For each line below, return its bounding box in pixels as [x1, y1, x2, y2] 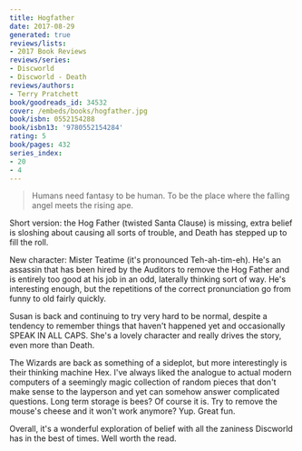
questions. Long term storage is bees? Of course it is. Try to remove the [9, 396, 278, 407]
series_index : [9, 148, 63, 157]
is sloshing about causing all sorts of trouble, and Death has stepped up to [9, 227, 287, 238]
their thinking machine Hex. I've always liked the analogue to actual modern [9, 367, 292, 378]
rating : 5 [9, 132, 47, 141]
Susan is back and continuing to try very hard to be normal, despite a [9, 311, 268, 322]
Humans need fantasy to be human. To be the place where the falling [31, 190, 290, 201]
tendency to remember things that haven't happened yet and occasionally [9, 320, 286, 332]
